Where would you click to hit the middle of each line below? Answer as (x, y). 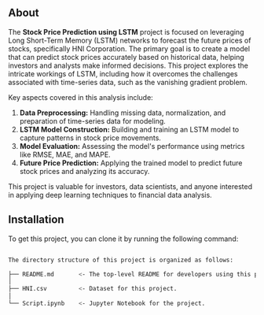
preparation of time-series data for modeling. (93, 120)
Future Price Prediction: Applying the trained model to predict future (131, 163)
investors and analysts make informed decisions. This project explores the (128, 65)
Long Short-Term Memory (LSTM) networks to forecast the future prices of (130, 40)
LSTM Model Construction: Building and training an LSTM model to (129, 129)
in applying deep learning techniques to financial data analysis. (110, 195)
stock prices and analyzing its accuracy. (84, 171)
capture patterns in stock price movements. (90, 138)
